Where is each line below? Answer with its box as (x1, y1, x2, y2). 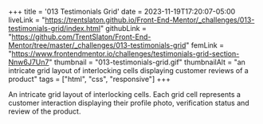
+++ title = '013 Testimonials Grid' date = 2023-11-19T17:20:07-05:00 (8, 7, 236, 16)
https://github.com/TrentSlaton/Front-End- (11, 32, 151, 41)
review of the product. (8, 107, 81, 116)
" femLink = (186, 41, 225, 50)
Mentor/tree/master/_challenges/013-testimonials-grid (8, 41, 186, 50)
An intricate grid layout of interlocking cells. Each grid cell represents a (8, 90, 241, 99)
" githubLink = (100, 24, 147, 33)
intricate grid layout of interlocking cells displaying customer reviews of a (8, 66, 249, 75)
